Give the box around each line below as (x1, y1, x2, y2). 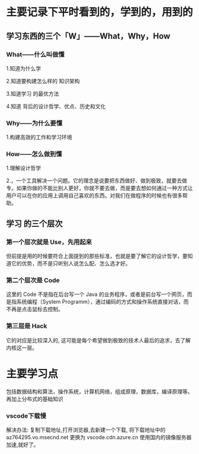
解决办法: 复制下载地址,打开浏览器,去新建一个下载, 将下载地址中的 (6, 426, 166, 433)
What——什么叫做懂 (6, 50, 65, 58)
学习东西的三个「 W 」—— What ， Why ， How (6, 31, 171, 41)
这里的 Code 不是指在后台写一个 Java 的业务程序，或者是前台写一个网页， (6, 291, 188, 298)
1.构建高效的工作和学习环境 (6, 134, 72, 141)
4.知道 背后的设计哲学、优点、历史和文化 (6, 102, 106, 110)
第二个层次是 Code (6, 276, 60, 285)
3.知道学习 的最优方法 (6, 90, 59, 97)
